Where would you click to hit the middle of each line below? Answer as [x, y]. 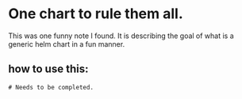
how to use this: [48, 69]
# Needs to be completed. [51, 87]
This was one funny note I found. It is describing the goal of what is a [121, 36]
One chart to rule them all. [96, 14]
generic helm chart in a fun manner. [67, 44]
